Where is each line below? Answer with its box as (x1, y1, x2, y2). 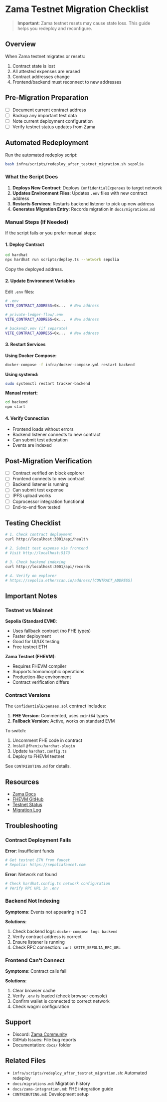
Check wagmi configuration (12, 1003, 70, 1010)
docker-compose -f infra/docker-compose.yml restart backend (5, 362, 135, 367)
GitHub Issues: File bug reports (12, 1036, 76, 1042)
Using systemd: (5, 371, 39, 377)
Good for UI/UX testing (12, 639, 60, 645)
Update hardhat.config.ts (12, 748, 67, 754)
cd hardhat (5, 252, 28, 257)
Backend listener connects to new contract (12, 432, 101, 438)
